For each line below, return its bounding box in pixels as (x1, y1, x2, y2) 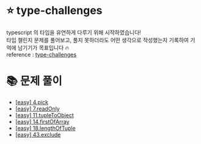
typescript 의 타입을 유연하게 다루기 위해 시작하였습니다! (6, 29, 142, 36)
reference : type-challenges (6, 51, 77, 58)
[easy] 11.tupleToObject (15, 111, 75, 118)
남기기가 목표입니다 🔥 (17, 44, 69, 51)
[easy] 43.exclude (15, 131, 61, 138)
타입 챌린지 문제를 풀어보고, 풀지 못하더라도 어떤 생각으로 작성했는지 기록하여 (6, 36, 189, 43)
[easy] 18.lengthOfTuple (15, 124, 76, 132)
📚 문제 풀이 (6, 74, 62, 88)
